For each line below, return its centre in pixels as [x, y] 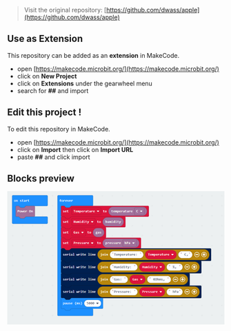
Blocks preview [41, 179]
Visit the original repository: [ [65, 10]
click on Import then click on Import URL [75, 149]
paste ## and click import [54, 157]
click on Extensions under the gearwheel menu [85, 83]
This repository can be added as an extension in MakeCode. [93, 55]
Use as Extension [45, 39]
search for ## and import [53, 90]
